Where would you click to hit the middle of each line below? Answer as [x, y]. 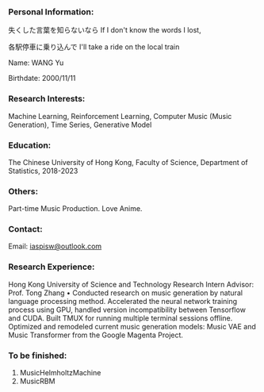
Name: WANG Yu [36, 63]
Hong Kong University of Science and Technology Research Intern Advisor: [131, 284]
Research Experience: [52, 267]
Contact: [25, 229]
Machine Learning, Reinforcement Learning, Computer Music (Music [120, 116]
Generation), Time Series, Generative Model [80, 125]
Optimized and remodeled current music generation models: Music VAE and [132, 326]
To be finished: [38, 355]
